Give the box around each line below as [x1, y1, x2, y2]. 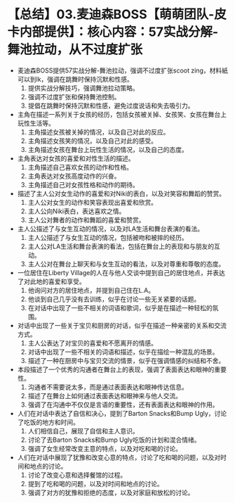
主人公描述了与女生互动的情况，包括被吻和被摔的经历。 [27, 233, 188, 241]
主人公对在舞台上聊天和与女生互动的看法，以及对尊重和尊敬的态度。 [27, 260, 225, 268]
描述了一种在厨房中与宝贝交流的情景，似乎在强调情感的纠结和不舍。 [27, 356, 225, 364]
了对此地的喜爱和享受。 [17, 277, 86, 286]
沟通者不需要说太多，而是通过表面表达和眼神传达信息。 [27, 383, 188, 391]
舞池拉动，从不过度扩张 [7, 42, 143, 58]
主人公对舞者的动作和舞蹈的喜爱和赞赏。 [27, 215, 145, 224]
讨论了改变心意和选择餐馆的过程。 [27, 471, 127, 479]
